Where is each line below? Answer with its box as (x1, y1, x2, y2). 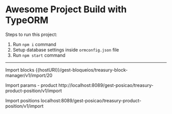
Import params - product (5, 82, 58, 88)
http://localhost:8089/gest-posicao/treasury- (58, 82, 154, 88)
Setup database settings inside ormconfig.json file (12, 47, 119, 53)
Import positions (5, 97, 40, 103)
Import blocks (5, 66, 35, 73)
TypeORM (5, 14, 49, 26)
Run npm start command (12, 52, 66, 58)
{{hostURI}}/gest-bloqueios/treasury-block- (35, 66, 128, 73)
